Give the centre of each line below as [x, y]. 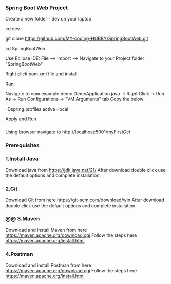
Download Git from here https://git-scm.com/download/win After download [85, 200]
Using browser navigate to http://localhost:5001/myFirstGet [68, 132]
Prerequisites [22, 145]
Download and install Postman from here [48, 265]
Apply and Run [21, 119]
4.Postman [19, 254]
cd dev [13, 29]
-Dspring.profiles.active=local [37, 109]
